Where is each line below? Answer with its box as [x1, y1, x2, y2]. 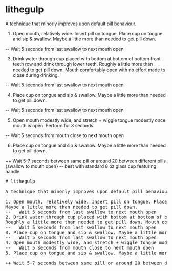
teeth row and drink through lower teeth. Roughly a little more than [12, 61, 153, 67]
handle [5, 168, 20, 174]
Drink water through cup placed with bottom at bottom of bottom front [12, 55, 161, 62]
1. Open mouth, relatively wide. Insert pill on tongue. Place [5, 198, 167, 205]
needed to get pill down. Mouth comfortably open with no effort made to [12, 66, 165, 73]
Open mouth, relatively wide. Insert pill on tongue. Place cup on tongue [12, 30, 163, 36]
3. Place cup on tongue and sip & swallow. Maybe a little [5, 229, 157, 235]
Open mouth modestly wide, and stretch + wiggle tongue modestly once [12, 117, 166, 123]
